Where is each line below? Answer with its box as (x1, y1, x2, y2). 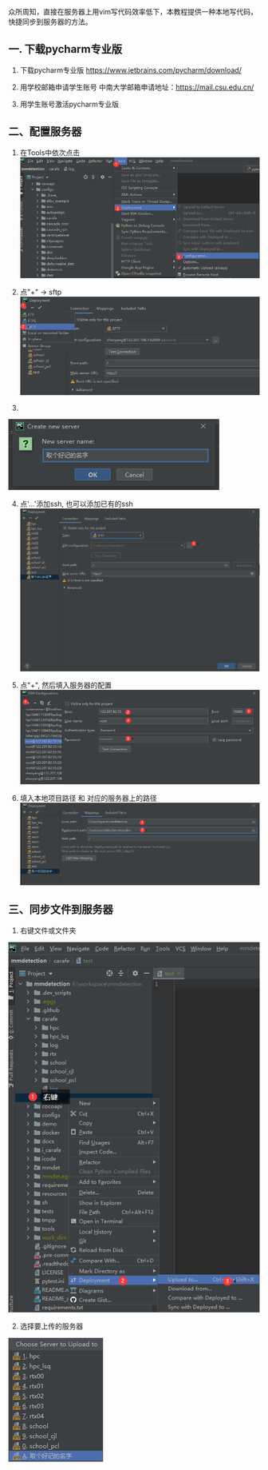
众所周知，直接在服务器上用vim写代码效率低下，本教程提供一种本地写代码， (8, 7, 258, 16)
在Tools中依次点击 (19, 147, 81, 157)
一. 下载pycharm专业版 (8, 42, 122, 56)
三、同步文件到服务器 (8, 902, 113, 917)
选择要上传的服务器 (19, 1321, 84, 1331)
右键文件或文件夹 (19, 926, 77, 935)
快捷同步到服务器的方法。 (8, 17, 93, 26)
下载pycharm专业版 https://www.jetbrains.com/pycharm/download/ (19, 65, 242, 74)
